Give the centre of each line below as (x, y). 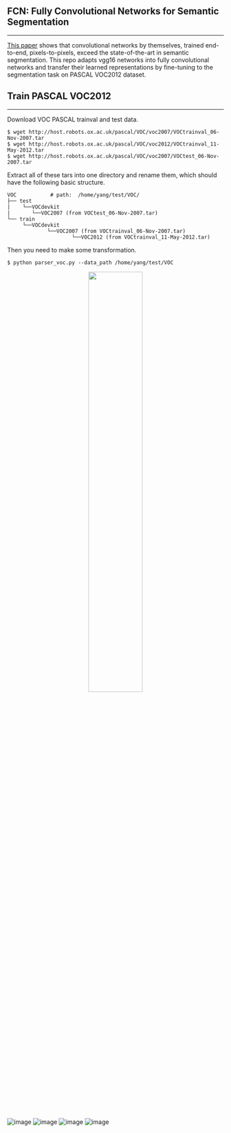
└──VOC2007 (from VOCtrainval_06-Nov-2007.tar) (117, 231)
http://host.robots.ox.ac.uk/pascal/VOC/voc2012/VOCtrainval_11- (124, 144)
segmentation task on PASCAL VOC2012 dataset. (77, 74)
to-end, (18, 52)
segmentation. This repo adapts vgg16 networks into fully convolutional (108, 60)
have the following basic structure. (56, 182)
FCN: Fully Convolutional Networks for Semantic (113, 11)
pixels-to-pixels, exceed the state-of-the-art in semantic (109, 52)
